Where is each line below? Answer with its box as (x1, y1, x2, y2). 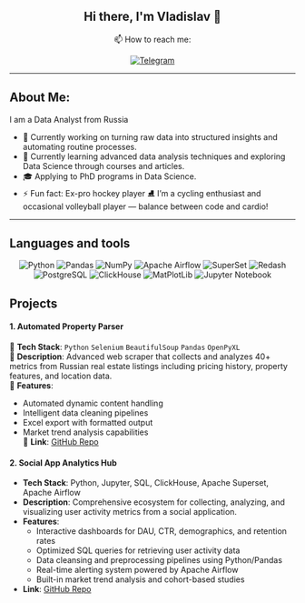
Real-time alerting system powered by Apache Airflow (35, 565, 239, 576)
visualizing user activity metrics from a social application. (22, 507, 238, 518)
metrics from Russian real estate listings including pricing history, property (9, 361, 289, 372)
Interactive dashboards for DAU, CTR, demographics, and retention (35, 526, 288, 537)
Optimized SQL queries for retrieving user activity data (35, 545, 241, 556)
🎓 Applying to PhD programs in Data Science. (22, 170, 197, 182)
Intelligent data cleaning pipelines (22, 407, 149, 418)
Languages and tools (9, 236, 131, 251)
